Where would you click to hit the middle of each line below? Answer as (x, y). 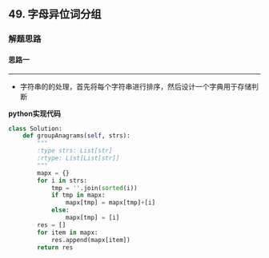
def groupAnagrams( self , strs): (76, 136)
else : (60, 210)
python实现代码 (35, 113)
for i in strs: (62, 181)
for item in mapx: (68, 232)
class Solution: (35, 129)
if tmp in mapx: (78, 195)
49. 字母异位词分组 (55, 14)
